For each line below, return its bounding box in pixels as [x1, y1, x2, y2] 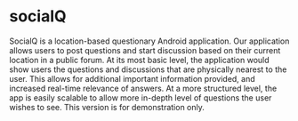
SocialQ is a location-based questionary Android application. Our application [9, 36, 290, 46]
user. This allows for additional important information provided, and [9, 73, 255, 84]
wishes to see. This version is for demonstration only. [9, 101, 205, 112]
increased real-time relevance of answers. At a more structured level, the [9, 83, 278, 93]
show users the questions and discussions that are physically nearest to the [9, 64, 287, 75]
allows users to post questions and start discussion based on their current [9, 44, 281, 55]
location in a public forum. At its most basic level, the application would [9, 54, 270, 65]
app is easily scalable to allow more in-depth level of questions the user [9, 92, 272, 103]
